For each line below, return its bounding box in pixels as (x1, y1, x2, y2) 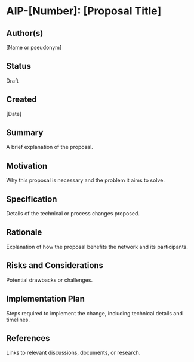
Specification (6, 194, 57, 204)
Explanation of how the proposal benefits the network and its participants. (6, 243, 188, 250)
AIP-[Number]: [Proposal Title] (6, 4, 162, 18)
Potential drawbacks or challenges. (6, 276, 93, 284)
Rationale (6, 227, 42, 238)
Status (6, 61, 32, 71)
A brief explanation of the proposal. (6, 144, 94, 151)
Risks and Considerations (6, 260, 103, 270)
